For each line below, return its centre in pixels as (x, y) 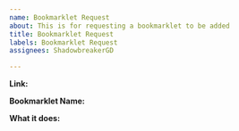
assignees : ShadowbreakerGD (62, 51)
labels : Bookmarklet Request (64, 42)
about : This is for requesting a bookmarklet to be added (119, 26)
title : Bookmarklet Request (62, 34)
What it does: (35, 119)
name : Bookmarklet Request (60, 17)
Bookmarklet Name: (47, 101)
